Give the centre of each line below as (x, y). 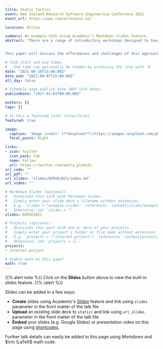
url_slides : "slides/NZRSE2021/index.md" (48, 179)
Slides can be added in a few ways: (41, 292)
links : (12, 147)
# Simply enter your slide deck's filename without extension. (72, 201)
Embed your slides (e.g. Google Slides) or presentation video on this (80, 322)
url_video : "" (19, 183)
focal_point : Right (29, 138)
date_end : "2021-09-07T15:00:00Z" (40, 76)
